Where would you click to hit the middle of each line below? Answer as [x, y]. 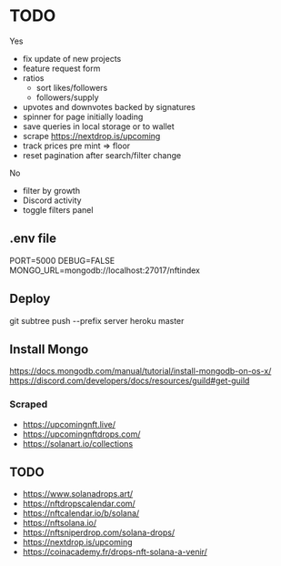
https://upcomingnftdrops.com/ [81, 434]
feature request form [61, 68]
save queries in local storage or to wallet [98, 126]
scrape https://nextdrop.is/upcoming [91, 136]
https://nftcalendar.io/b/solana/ [81, 513]
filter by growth [51, 190]
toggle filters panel [58, 209]
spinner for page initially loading [83, 116]
